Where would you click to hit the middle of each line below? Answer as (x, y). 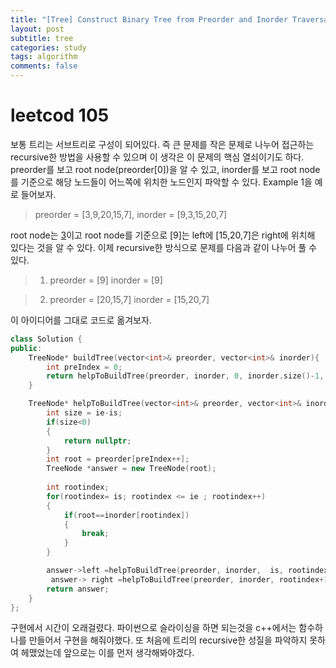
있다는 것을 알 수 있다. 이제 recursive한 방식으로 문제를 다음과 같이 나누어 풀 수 (164, 247)
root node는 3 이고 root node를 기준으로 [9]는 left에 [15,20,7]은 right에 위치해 (163, 235)
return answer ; (78, 589)
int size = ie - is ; (84, 413)
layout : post (37, 29)
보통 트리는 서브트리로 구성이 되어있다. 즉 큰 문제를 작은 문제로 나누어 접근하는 (162, 144)
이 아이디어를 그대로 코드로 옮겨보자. (81, 320)
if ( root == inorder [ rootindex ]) (126, 515)
